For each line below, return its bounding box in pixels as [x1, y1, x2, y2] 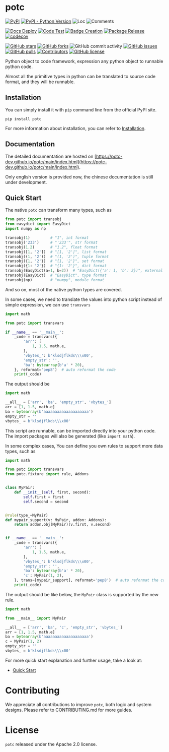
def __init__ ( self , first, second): [14, 490, 92, 495]
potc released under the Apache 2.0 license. [5, 741, 97, 747]
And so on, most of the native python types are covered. [5, 286, 122, 292]
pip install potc [5, 116, 42, 121]
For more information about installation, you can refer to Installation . [5, 125, 146, 131]
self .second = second [23, 499, 69, 504]
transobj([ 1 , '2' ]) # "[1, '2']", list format [5, 249, 107, 255]
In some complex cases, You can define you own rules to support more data [5, 443, 163, 449]
